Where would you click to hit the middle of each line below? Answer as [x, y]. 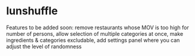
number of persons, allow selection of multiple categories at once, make [95, 33]
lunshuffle [32, 11]
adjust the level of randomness [44, 46]
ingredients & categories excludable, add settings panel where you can [93, 40]
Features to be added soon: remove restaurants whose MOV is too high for [97, 27]
